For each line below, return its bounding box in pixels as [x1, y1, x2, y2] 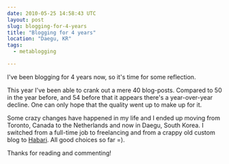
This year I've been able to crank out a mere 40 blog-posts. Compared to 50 [7, 86, 222, 94]
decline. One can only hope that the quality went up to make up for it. [7, 100, 202, 109]
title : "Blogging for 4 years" [7, 29, 96, 36]
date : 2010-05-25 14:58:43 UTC [7, 10, 96, 17]
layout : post [7, 16, 44, 23]
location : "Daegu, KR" [7, 36, 72, 42]
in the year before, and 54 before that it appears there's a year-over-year [7, 93, 213, 101]
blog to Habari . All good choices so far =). [7, 135, 125, 143]
